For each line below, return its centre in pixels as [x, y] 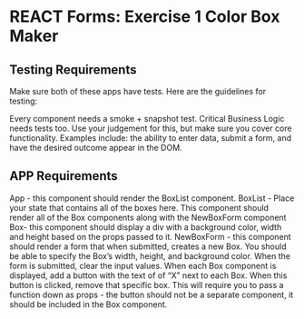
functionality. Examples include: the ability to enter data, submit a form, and [151, 138]
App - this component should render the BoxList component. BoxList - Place [152, 198]
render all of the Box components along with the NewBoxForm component [148, 217]
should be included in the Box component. [88, 304]
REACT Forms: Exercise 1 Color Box [145, 17]
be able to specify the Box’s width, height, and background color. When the [150, 255]
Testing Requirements [73, 70]
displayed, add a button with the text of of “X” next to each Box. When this [148, 275]
